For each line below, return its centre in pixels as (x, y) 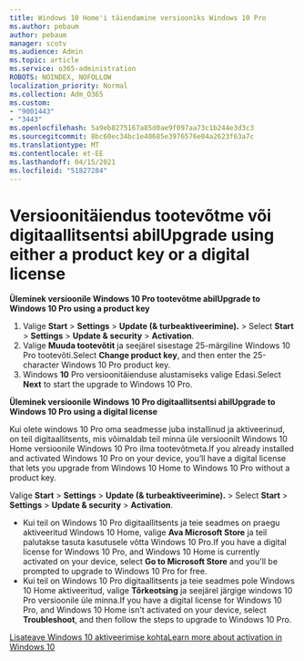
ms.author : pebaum (44, 26)
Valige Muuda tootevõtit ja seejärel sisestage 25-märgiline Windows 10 (157, 346)
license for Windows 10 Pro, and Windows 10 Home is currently (141, 552)
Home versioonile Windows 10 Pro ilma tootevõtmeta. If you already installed (152, 449)
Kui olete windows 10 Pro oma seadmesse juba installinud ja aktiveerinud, (147, 429)
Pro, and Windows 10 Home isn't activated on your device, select (144, 610)
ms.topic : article (44, 60)
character (41, 365)
